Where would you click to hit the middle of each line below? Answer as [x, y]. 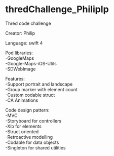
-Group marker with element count [41, 89]
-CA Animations [22, 100]
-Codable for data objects [32, 142]
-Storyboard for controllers [33, 121]
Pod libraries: [19, 53]
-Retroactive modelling [29, 137]
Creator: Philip [20, 33]
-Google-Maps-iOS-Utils [31, 63]
